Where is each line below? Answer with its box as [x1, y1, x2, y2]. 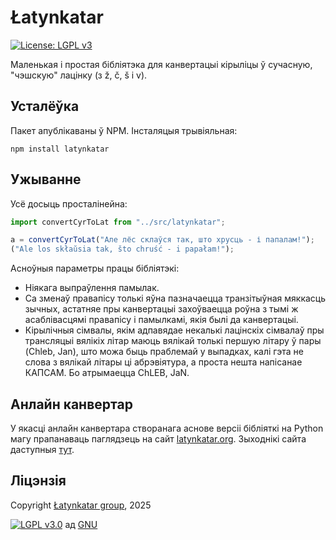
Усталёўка [10, 98, 80, 115]
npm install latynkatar [10, 144, 110, 154]
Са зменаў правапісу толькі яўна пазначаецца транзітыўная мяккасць [24, 292, 327, 305]
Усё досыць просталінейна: [10, 197, 128, 210]
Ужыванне [10, 171, 82, 188]
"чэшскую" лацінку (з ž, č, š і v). [10, 69, 148, 81]
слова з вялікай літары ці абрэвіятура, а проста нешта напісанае [24, 356, 303, 368]
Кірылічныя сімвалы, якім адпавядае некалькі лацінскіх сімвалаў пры [24, 324, 325, 336]
